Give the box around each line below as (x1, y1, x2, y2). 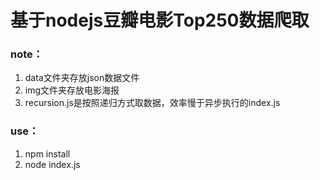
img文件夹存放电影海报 (24, 84, 120, 96)
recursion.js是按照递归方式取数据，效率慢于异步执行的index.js (24, 97, 281, 109)
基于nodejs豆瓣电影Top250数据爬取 (10, 9, 310, 32)
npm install (24, 147, 71, 160)
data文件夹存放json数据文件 (24, 72, 140, 84)
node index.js (24, 158, 81, 170)
